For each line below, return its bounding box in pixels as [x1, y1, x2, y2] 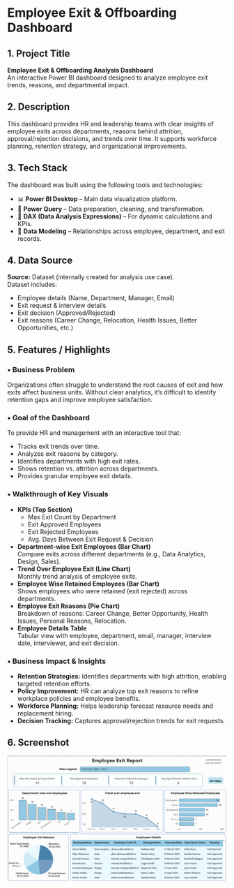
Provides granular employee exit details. [17, 472, 133, 480]
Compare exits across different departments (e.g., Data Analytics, [17, 549, 206, 558]
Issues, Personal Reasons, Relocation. [17, 616, 127, 625]
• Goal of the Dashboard [7, 413, 91, 423]
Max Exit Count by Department [27, 512, 116, 521]
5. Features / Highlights [7, 343, 111, 355]
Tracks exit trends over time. [17, 442, 100, 451]
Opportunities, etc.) [17, 323, 74, 332]
